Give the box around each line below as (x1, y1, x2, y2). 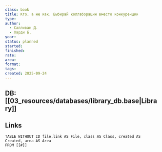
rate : (5, 52, 16, 58)
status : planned (5, 39, 38, 44)
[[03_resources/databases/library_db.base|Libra (5, 97, 157, 105)
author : (5, 21, 21, 26)
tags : (5, 67, 16, 72)
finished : (5, 48, 25, 53)
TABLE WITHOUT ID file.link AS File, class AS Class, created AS (5, 134, 141, 139)
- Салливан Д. (9, 25, 38, 30)
